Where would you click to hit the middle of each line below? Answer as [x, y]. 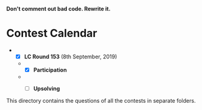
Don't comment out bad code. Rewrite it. [58, 9]
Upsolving [47, 89]
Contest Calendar [52, 33]
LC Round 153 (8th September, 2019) [71, 57]
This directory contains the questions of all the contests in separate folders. [101, 101]
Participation [50, 70]
